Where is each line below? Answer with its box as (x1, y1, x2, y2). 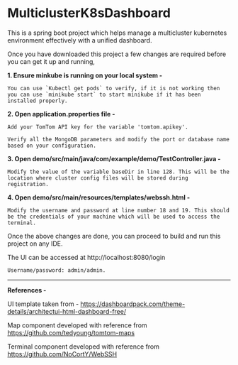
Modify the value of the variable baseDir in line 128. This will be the (7, 168, 230, 175)
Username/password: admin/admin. (7, 266, 106, 274)
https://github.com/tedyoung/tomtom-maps (7, 328, 135, 337)
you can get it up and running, (7, 57, 96, 65)
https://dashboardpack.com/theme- (80, 300, 186, 308)
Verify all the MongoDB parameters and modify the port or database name (7, 136, 230, 143)
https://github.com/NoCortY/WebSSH (7, 349, 118, 358)
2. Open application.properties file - (7, 109, 115, 118)
